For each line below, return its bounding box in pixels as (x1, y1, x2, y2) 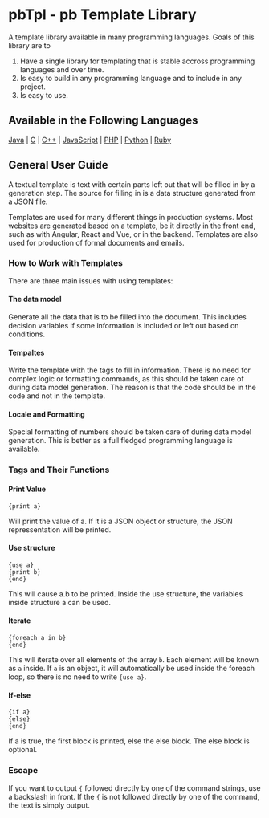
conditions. (8, 329, 46, 339)
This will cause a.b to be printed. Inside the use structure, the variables (8, 588, 243, 599)
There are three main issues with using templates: (8, 275, 173, 286)
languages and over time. (19, 64, 104, 74)
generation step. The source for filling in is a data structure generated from (8, 188, 256, 197)
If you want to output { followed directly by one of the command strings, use (8, 783, 261, 792)
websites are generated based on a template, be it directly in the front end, (8, 221, 255, 230)
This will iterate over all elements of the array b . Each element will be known (8, 655, 259, 664)
